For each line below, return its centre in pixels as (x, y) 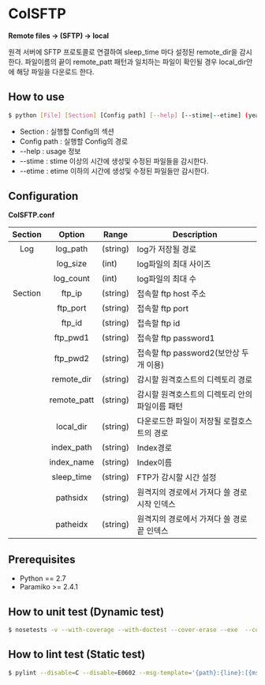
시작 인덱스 (156, 504)
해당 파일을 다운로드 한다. (55, 71)
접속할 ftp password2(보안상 (188, 353)
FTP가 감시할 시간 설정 (177, 477)
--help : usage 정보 (50, 151)
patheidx (71, 525)
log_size (72, 264)
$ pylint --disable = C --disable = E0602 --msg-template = (100, 672)
